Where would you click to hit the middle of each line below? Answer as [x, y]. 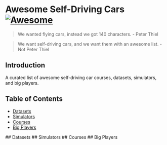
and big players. [22, 83]
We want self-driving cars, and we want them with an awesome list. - [90, 44]
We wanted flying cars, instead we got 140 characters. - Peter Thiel [88, 34]
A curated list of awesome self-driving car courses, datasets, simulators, [81, 78]
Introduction [25, 65]
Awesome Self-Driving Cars [65, 9]
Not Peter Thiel [33, 49]
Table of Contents [34, 99]
